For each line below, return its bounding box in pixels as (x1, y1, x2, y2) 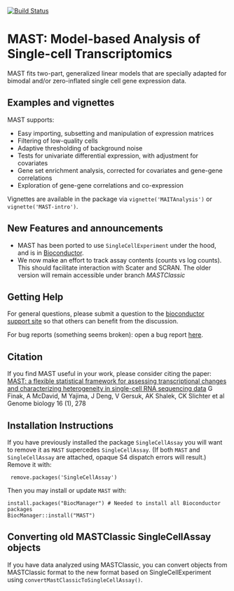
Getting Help (7, 291, 64, 303)
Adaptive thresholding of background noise (17, 144, 143, 152)
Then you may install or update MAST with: (7, 487, 127, 494)
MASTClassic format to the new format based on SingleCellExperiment (7, 568, 212, 576)
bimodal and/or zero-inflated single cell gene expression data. (7, 76, 187, 85)
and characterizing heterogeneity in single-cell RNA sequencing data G (7, 384, 213, 393)
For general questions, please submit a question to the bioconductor (7, 310, 205, 318)
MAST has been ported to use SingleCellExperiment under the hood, (17, 241, 216, 249)
